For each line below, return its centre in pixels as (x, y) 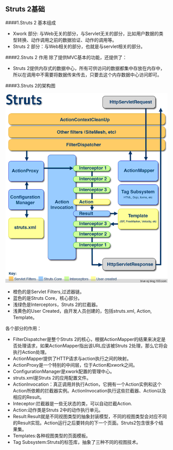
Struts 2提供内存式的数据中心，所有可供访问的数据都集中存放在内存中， (89, 68)
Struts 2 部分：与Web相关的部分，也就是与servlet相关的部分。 (79, 46)
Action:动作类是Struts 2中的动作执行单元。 (58, 410)
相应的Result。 (29, 397)
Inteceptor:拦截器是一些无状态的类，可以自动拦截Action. (72, 404)
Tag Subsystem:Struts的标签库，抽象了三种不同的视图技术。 (77, 442)
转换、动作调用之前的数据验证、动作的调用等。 (67, 40)
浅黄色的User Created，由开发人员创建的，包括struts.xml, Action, (82, 311)
